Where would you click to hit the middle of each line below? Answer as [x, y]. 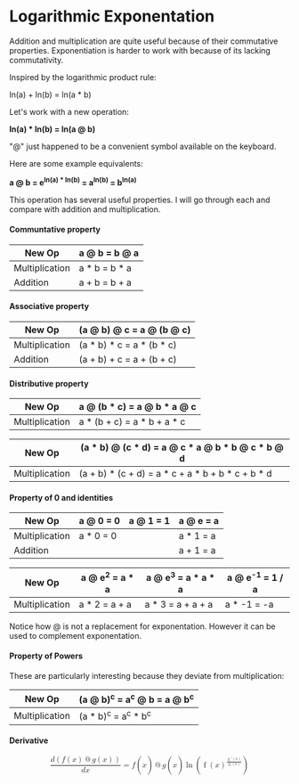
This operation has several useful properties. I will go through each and [140, 200]
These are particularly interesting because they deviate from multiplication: [147, 675]
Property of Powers [46, 656]
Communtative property [55, 230]
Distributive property [49, 383]
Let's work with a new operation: [69, 111]
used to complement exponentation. [76, 635]
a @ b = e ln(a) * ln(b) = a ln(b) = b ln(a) [73, 182]
